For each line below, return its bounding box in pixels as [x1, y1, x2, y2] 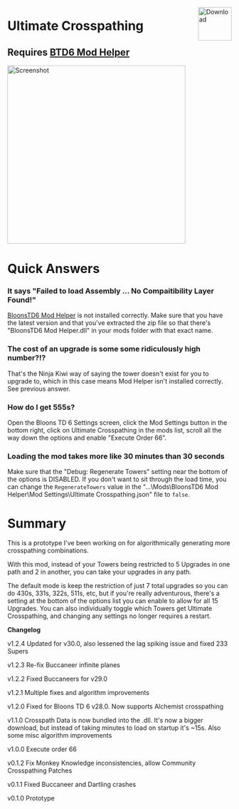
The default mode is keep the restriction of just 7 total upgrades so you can [7, 582, 228, 590]
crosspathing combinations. [7, 546, 89, 555]
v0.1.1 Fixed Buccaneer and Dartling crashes [7, 780, 137, 789]
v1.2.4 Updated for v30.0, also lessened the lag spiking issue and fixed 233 [7, 639, 228, 648]
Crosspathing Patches [7, 766, 73, 775]
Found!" [7, 295, 37, 305]
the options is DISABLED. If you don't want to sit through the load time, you [7, 475, 227, 484]
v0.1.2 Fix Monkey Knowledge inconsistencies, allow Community [7, 759, 196, 768]
